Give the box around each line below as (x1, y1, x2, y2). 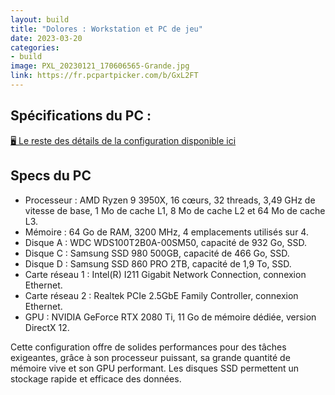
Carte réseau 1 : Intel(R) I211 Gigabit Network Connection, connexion (24, 268, 307, 280)
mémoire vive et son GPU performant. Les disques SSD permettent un (10, 362, 300, 374)
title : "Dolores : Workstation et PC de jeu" (10, 24, 203, 34)
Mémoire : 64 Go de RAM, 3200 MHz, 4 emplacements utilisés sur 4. (24, 226, 309, 238)
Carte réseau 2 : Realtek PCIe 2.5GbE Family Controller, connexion (24, 289, 299, 301)
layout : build (10, 14, 70, 25)
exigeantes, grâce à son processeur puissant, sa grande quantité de (10, 351, 291, 363)
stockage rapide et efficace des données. (10, 372, 182, 385)
